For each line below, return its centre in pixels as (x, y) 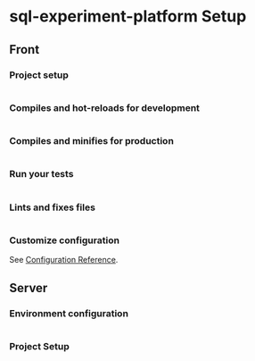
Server (29, 288)
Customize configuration (65, 240)
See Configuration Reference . (64, 260)
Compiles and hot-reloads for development (105, 107)
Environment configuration (69, 313)
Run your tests (41, 174)
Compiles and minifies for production (91, 141)
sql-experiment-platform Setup (128, 17)
